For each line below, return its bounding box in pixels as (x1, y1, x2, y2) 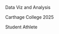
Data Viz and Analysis (5, 5, 51, 10)
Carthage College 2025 (5, 14, 54, 20)
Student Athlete (5, 24, 38, 30)
